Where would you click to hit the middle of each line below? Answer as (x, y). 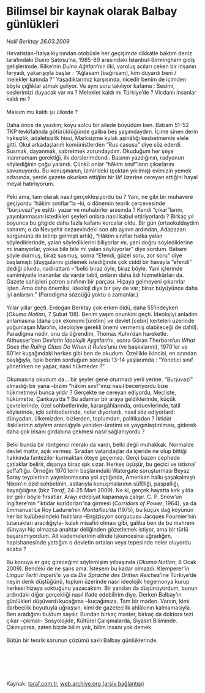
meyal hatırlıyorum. (31, 184)
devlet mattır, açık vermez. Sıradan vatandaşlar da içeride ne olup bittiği (97, 451)
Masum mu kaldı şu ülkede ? (42, 112)
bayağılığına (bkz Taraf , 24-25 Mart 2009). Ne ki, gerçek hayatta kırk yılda (100, 490)
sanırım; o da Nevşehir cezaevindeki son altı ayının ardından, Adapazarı (96, 229)
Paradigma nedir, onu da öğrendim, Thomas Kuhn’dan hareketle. (87, 333)
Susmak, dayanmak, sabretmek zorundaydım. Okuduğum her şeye (90, 151)
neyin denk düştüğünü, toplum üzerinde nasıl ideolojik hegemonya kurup (98, 581)
